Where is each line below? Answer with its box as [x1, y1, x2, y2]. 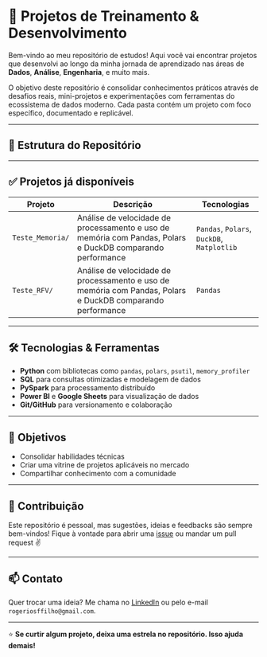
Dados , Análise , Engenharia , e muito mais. [8, 67, 149, 76]
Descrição [113, 198, 153, 209]
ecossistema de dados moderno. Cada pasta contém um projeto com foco [8, 100, 252, 109]
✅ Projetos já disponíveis [8, 175, 135, 189]
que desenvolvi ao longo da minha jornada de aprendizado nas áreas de [8, 59, 245, 68]
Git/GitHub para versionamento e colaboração [19, 400, 172, 409]
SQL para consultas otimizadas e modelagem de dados [19, 374, 201, 385]
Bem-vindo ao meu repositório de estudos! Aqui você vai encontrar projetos [8, 50, 257, 60]
